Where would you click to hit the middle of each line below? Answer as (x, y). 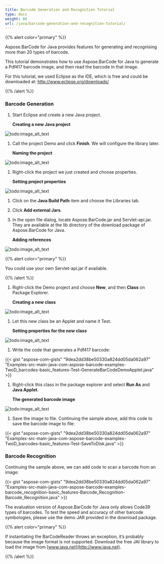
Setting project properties (39, 181)
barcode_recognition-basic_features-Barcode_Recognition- (65, 492)
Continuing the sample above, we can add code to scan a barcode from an (80, 467)
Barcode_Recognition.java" (32, 497)
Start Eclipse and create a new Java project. (57, 115)
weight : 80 (16, 19)
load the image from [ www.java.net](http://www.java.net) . (63, 547)
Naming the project (32, 153)
